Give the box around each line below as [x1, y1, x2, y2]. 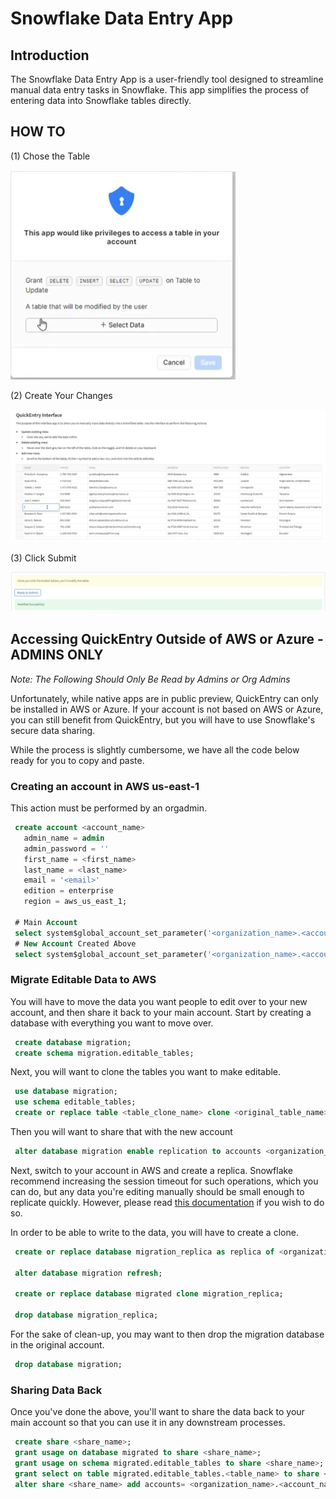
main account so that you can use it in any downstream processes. [10, 1417, 286, 1429]
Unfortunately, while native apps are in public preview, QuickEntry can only [10, 692, 319, 704]
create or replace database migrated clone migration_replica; [14, 1289, 284, 1299]
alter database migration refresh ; [14, 1268, 163, 1278]
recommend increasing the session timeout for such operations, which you [10, 1175, 319, 1187]
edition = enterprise [23, 886, 114, 896]
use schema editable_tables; [14, 1097, 137, 1107]
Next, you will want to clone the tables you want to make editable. [10, 1066, 282, 1078]
